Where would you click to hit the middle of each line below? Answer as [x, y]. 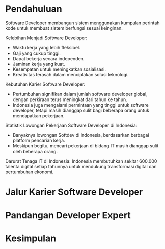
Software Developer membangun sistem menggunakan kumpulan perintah [82, 23]
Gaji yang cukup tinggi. [36, 53]
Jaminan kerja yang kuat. [39, 64]
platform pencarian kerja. [39, 140]
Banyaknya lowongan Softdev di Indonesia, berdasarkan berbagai [81, 135]
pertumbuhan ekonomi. [30, 172]
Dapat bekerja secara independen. [48, 58]
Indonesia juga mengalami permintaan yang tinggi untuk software [80, 105]
